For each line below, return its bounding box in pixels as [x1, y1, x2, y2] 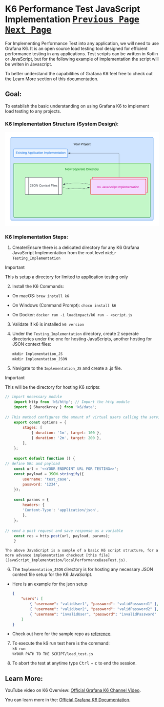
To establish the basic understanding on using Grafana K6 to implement [5, 103, 149, 109]
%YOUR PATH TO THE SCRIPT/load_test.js [12, 652, 94, 657]
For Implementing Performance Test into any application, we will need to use [5, 40, 159, 46]
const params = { [14, 497, 49, 502]
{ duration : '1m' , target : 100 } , [31, 430, 102, 436]
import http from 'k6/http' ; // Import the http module [14, 399, 130, 404]
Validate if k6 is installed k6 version [12, 321, 84, 327]
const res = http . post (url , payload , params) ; [14, 533, 110, 538]
